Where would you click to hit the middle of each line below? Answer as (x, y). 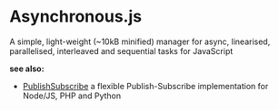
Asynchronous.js (76, 17)
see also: (27, 69)
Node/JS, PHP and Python (71, 96)
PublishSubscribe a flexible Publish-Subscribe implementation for (145, 86)
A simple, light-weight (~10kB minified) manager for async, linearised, (140, 41)
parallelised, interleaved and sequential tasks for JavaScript (121, 50)
